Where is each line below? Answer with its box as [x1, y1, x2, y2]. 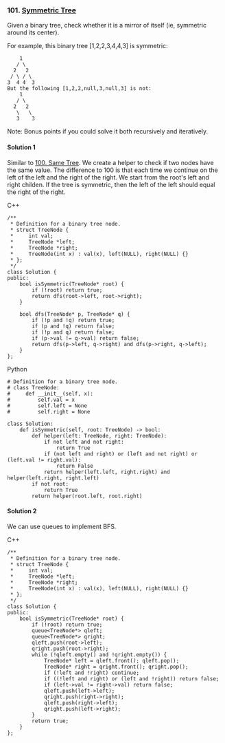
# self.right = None [7, 408, 91, 415]
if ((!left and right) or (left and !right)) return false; [43, 675, 220, 682]
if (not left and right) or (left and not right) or [43, 450, 198, 457]
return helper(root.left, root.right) [32, 493, 143, 499]
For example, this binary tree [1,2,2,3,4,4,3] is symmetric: [7, 42, 168, 50]
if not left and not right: [43, 438, 125, 445]
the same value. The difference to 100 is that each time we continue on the [7, 166, 218, 174]
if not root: [32, 480, 69, 487]
